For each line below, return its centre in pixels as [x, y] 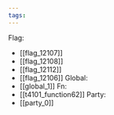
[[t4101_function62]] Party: [63, 94]
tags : [17, 15]
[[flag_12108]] [41, 61]
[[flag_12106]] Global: [53, 77]
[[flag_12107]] [41, 52]
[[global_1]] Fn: [43, 86]
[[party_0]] [37, 102]
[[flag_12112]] [40, 69]
